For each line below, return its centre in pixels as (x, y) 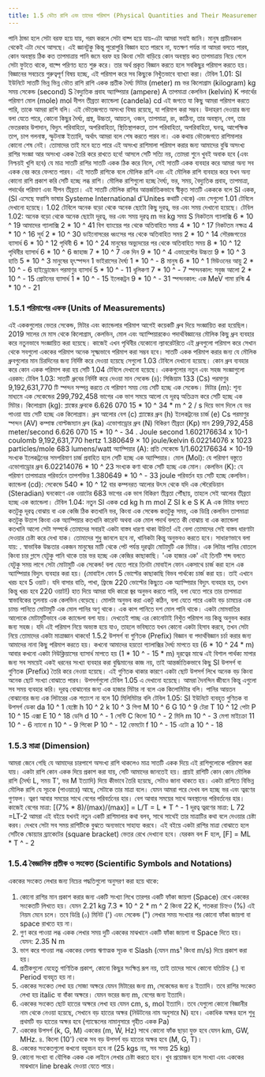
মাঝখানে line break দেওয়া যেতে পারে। (67, 1066)
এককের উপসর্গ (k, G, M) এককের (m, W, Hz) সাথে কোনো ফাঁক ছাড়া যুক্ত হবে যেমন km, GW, (134, 1030)
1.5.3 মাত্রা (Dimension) (49, 745)
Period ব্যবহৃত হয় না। (48, 977)
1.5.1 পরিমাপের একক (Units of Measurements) (87, 308)
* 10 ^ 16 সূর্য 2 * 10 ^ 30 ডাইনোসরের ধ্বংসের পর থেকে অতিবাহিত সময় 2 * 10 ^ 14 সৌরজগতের (127, 233)
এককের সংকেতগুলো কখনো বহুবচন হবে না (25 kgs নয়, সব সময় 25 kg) (105, 1048)
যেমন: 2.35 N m (42, 941)
